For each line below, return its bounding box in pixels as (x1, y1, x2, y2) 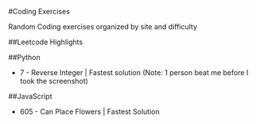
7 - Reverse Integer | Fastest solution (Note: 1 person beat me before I (19, 68, 249, 77)
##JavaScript (8, 92, 52, 101)
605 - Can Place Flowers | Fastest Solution (19, 107, 161, 116)
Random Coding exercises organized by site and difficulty (8, 22, 197, 31)
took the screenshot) (19, 77, 89, 85)
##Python (8, 53, 41, 62)
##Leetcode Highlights (8, 37, 83, 47)
